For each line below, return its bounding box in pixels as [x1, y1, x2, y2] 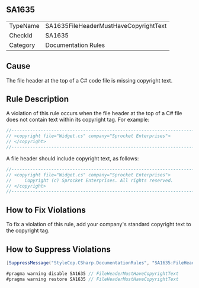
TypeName [9, 21, 40, 30]
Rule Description [6, 94, 69, 105]
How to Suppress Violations [6, 244, 111, 254]
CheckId [9, 31, 33, 39]
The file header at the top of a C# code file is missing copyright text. [6, 77, 173, 84]
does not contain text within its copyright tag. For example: [6, 116, 150, 124]
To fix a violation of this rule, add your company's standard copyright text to [6, 221, 191, 228]
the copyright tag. [6, 227, 50, 234]
